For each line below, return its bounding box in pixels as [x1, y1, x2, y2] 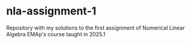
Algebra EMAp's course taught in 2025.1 [6, 30, 106, 37]
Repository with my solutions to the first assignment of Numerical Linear [6, 24, 185, 31]
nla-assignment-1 [6, 4, 97, 18]
